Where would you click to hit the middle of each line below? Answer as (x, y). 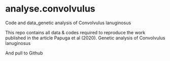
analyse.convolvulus (50, 9)
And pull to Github (24, 53)
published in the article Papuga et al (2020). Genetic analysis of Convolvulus (85, 38)
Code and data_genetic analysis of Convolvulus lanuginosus (68, 23)
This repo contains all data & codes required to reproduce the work (75, 32)
